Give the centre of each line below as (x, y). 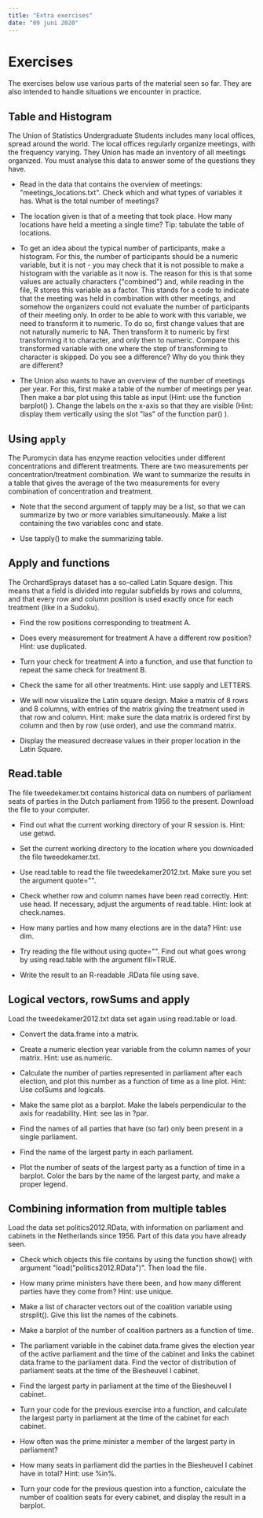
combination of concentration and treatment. (80, 491)
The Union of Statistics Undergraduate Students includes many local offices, (132, 135)
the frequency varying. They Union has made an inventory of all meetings (127, 152)
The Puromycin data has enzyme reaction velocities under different (117, 458)
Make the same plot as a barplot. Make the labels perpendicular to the (133, 1105)
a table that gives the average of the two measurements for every (114, 483)
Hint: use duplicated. (53, 646)
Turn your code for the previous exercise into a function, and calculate (133, 1409)
